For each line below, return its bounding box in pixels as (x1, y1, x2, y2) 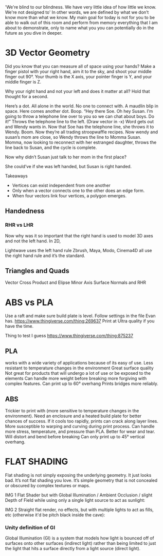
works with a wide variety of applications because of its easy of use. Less (5, 360, 153, 366)
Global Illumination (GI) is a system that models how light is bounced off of (5, 535, 154, 541)
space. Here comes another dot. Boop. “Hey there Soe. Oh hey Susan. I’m (5, 108, 153, 114)
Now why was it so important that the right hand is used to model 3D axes (5, 233, 153, 238)
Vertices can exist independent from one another (12, 182, 111, 188)
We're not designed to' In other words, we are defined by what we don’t (5, 9, 149, 15)
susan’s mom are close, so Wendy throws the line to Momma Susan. (5, 134, 142, 140)
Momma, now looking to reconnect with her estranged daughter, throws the (5, 139, 157, 145)
